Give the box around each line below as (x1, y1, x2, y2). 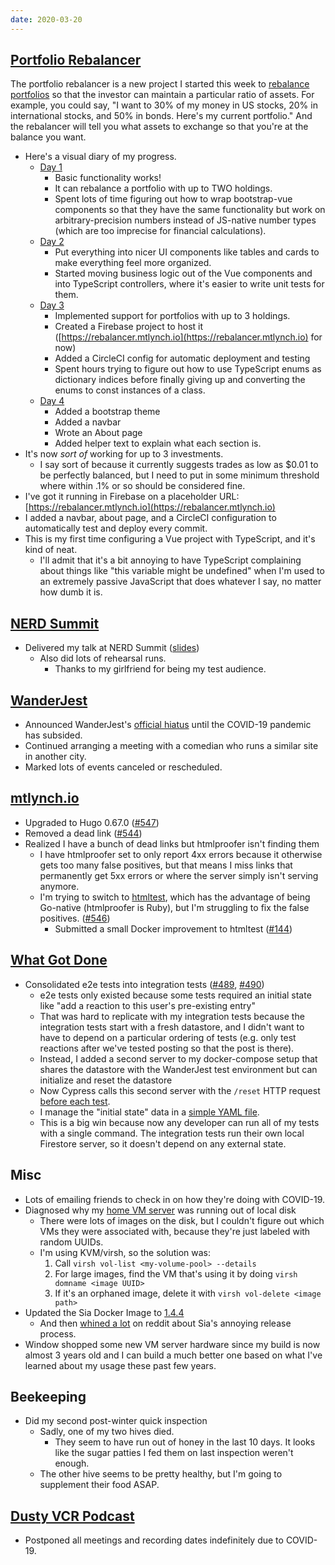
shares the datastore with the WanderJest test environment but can (39, 1063, 318, 1075)
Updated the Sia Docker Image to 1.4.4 (24, 1306, 185, 1318)
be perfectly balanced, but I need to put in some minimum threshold (39, 469, 320, 481)
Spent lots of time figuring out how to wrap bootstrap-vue (54, 193, 293, 205)
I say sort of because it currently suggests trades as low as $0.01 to (39, 459, 319, 471)
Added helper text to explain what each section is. (54, 437, 262, 450)
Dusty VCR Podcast (10, 1507, 135, 1525)
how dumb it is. (39, 586, 103, 598)
